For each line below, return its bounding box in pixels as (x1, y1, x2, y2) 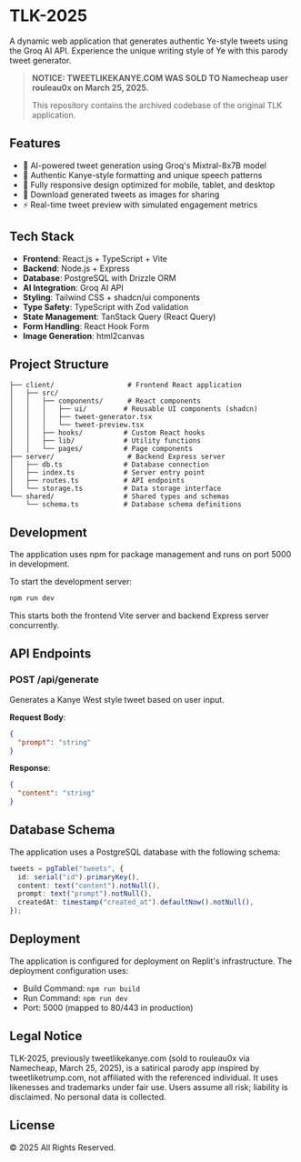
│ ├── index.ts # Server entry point (9, 468, 206, 477)
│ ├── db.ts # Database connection (9, 460, 209, 469)
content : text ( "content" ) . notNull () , (17, 881, 161, 890)
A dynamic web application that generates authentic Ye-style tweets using (9, 35, 288, 46)
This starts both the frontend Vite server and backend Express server (9, 610, 269, 621)
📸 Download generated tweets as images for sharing (22, 188, 220, 200)
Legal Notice (9, 1028, 83, 1044)
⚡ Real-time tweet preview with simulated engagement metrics (22, 199, 258, 210)
